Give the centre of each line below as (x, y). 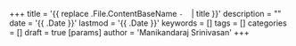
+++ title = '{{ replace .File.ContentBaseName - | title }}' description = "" (145, 14)
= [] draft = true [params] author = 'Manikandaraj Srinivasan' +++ (129, 32)
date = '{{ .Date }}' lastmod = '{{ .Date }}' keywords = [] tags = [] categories (148, 23)
